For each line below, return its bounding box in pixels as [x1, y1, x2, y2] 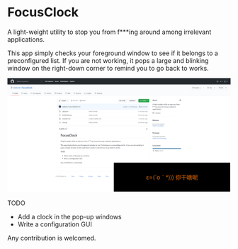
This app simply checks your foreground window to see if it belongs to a [7, 49, 218, 57]
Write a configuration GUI [17, 220, 92, 228]
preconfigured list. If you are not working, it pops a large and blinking [7, 56, 209, 64]
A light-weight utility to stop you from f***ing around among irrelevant [7, 28, 212, 36]
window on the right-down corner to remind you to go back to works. [7, 64, 209, 72]
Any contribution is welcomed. [7, 234, 96, 243]
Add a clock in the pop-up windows [17, 213, 122, 221]
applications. [7, 35, 45, 43]
